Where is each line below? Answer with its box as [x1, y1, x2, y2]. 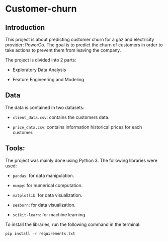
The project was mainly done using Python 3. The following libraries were [5, 157, 157, 163]
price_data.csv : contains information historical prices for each [12, 124, 142, 130]
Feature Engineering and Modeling [12, 77, 85, 82]
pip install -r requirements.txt [5, 231, 75, 236]
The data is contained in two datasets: [5, 104, 85, 110]
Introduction [5, 23, 45, 32]
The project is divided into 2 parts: [5, 57, 76, 63]
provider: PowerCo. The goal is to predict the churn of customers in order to [5, 42, 163, 48]
